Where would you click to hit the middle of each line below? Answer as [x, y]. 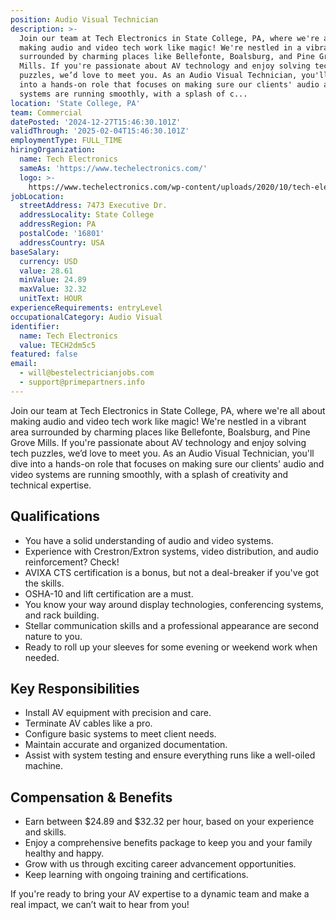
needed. [42, 657]
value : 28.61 [46, 271]
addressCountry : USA [62, 242]
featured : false [44, 354]
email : [24, 364]
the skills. [44, 583]
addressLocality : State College [87, 215]
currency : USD [48, 261]
